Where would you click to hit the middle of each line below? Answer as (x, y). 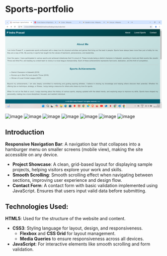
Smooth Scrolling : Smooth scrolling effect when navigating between (83, 175)
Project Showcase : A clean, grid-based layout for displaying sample (82, 164)
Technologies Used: (37, 206)
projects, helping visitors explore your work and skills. (67, 170)
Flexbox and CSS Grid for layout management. (68, 234)
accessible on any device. (32, 155)
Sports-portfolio (40, 9)
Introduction (25, 132)
